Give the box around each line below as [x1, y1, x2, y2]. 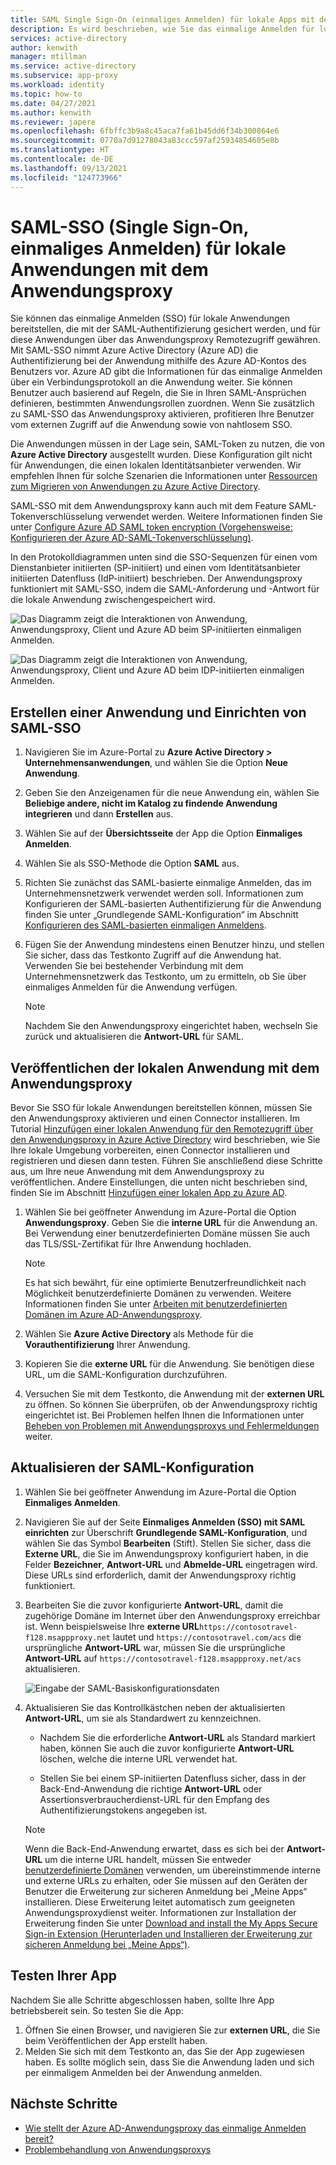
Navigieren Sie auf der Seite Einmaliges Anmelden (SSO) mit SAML [24, 1516, 306, 1528]
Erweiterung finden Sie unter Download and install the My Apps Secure [24, 1917, 318, 1929]
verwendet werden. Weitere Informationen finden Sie [104, 511, 323, 523]
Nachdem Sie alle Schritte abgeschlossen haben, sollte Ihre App [10, 1994, 275, 2006]
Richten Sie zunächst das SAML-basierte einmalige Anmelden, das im [24, 877, 312, 889]
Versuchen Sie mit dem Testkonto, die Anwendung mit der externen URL [24, 1388, 325, 1400]
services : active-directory [10, 33, 128, 43]
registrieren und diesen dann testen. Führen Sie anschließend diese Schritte [10, 1155, 323, 1167]
